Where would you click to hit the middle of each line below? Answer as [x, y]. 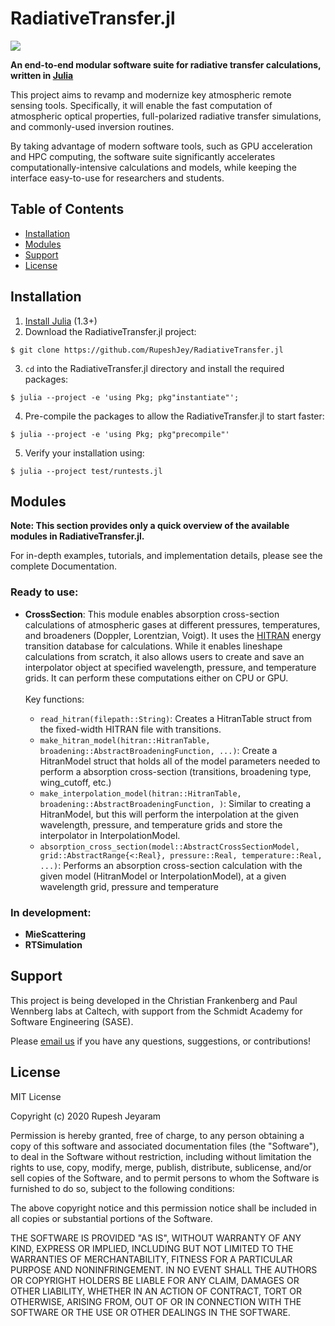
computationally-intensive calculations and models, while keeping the [153, 167]
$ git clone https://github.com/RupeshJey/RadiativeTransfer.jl [147, 350]
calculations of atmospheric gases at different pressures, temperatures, [172, 624]
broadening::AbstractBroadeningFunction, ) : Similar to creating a [175, 803]
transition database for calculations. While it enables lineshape [153, 646]
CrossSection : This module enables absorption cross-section [152, 614]
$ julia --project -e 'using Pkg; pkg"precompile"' [120, 434]
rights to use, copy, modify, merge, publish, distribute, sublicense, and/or [161, 1167]
